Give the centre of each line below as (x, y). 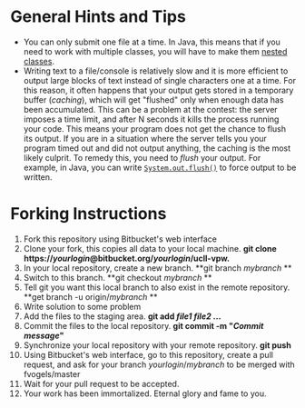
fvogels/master (52, 373)
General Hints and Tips (98, 17)
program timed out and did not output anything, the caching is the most (157, 148)
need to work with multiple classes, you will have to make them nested (155, 51)
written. (38, 177)
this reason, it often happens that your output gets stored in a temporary (158, 90)
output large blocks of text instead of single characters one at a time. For (159, 80)
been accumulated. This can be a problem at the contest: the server (150, 109)
